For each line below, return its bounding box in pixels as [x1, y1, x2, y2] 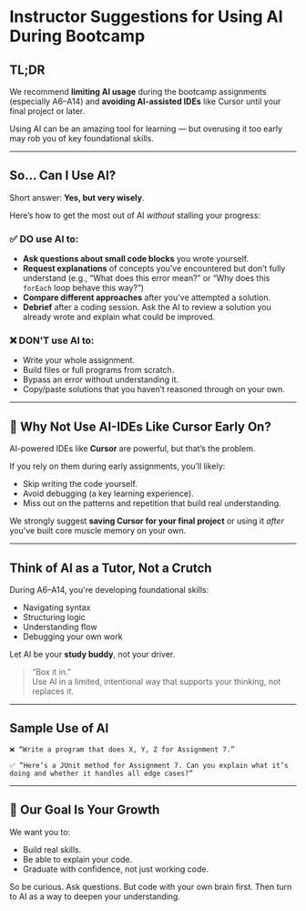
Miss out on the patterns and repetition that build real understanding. [22, 498, 281, 509]
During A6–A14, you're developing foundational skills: [9, 585, 209, 595]
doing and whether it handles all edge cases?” [9, 769, 194, 778]
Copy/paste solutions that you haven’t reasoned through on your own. [22, 384, 285, 395]
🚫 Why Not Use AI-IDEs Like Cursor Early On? [9, 419, 271, 434]
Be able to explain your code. [22, 854, 133, 864]
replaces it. [31, 686, 75, 697]
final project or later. [9, 106, 85, 116]
